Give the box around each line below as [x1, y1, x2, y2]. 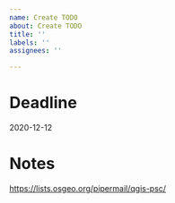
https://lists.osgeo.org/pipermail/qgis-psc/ [9, 183, 167, 193]
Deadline [9, 93, 78, 113]
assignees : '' [9, 47, 63, 55]
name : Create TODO [9, 13, 78, 22]
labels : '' [9, 38, 50, 47]
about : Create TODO [9, 21, 83, 30]
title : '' [9, 30, 47, 38]
